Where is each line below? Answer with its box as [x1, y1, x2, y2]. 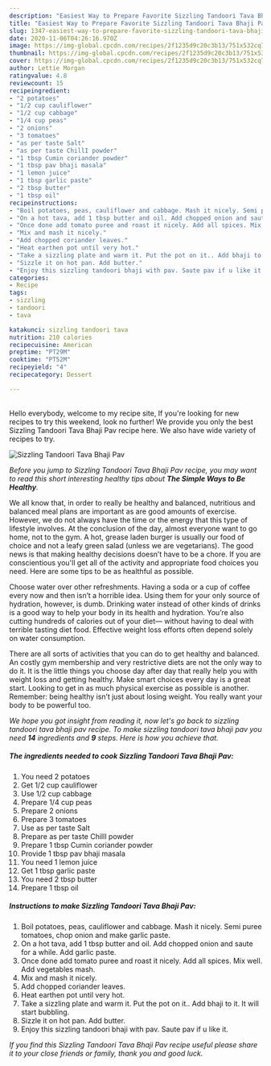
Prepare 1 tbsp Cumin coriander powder [20, 840, 154, 849]
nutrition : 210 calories [9, 333, 92, 341]
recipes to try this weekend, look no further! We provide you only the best [9, 416, 254, 427]
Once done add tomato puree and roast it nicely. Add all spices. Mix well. [20, 956, 263, 965]
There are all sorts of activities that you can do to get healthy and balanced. [9, 649, 260, 659]
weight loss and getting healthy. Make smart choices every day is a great [9, 674, 252, 684]
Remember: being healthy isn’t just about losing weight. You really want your [9, 692, 263, 701]
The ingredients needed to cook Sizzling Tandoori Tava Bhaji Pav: [9, 751, 234, 761]
